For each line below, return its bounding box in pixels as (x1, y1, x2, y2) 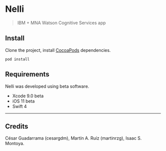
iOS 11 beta (12, 98, 35, 104)
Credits (5, 122, 29, 130)
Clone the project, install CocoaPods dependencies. (5, 47, 111, 53)
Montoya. (5, 141, 25, 147)
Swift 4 (12, 103, 27, 109)
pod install (5, 57, 30, 62)
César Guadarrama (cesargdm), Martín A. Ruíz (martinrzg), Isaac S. (5, 135, 142, 141)
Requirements (5, 70, 49, 78)
